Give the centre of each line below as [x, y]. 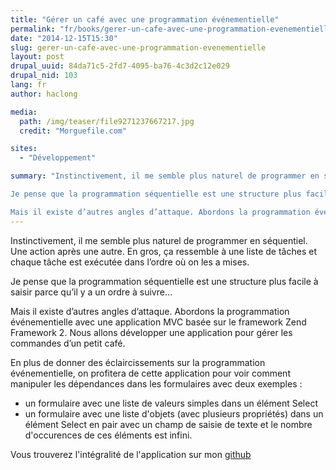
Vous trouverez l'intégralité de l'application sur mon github [131, 454]
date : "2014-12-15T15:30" [64, 38]
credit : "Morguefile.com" [73, 131]
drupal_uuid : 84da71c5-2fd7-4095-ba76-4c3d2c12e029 [120, 66]
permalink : [33, 29]
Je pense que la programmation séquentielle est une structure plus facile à [164, 281]
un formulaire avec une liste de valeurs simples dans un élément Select [171, 403]
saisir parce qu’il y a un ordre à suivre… [91, 292]
